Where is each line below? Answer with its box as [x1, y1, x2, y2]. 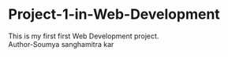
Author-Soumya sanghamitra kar [8, 39, 114, 48]
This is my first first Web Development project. [8, 31, 159, 41]
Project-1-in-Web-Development [8, 5, 221, 23]
